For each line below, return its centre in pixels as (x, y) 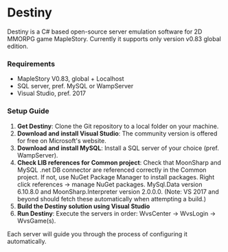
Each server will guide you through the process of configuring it (97, 234)
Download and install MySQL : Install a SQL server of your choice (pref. (118, 148)
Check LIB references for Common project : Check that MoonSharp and (119, 162)
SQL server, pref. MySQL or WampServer (75, 86)
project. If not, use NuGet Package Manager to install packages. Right (116, 177)
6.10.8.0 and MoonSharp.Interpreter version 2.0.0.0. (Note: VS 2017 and (118, 191)
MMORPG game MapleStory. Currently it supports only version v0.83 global (114, 38)
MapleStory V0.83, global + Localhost (71, 79)
